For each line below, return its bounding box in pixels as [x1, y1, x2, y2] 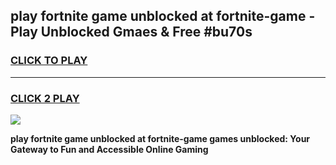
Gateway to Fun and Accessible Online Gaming [10, 143, 209, 155]
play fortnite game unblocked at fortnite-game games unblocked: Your [10, 132, 311, 144]
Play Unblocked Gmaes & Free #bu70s [10, 24, 253, 41]
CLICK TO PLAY [10, 54, 88, 68]
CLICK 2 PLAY [10, 91, 80, 105]
